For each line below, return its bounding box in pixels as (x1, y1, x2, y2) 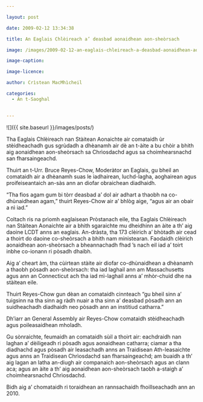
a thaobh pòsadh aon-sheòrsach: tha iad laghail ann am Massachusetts (6, 265, 184, 273)
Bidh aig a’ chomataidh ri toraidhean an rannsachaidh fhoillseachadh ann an (6, 383, 195, 391)
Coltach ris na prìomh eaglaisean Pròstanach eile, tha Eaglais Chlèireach (6, 215, 187, 222)
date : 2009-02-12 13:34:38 (6, 25, 74, 31)
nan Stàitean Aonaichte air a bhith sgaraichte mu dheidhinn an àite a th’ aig (6, 222, 193, 229)
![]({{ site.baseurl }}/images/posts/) (6, 123, 94, 131)
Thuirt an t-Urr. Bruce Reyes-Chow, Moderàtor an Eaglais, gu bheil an (6, 166, 179, 173)
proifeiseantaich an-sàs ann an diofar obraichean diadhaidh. (6, 179, 156, 186)
